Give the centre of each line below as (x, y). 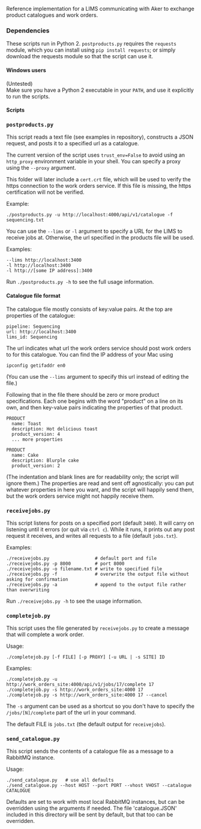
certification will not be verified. (46, 192)
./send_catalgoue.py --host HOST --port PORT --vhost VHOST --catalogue (99, 786)
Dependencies (28, 31)
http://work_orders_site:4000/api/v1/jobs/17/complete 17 (80, 685)
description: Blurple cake (45, 460)
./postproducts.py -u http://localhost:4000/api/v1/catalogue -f (89, 215)
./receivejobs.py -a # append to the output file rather (96, 585)
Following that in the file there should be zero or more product (83, 394)
